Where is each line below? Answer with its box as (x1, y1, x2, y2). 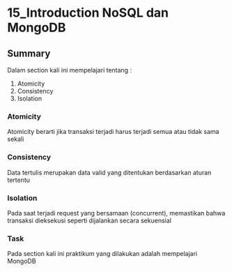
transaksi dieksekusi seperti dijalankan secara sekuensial (7, 216, 172, 225)
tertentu (7, 176, 30, 184)
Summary (7, 47, 51, 59)
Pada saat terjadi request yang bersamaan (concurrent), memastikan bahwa (7, 209, 226, 217)
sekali (7, 135, 24, 144)
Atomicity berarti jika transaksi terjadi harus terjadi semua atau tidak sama (7, 128, 219, 136)
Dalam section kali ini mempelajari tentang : (7, 66, 132, 74)
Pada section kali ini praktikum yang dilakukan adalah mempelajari (7, 250, 197, 258)
